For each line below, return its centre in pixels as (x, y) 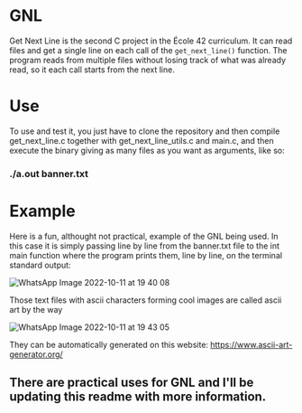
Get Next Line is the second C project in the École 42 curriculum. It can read (151, 41)
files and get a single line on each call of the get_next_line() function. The (148, 50)
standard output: (40, 265)
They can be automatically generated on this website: (109, 344)
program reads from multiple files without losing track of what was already (148, 60)
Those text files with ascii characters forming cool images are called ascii (146, 300)
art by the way (36, 309)
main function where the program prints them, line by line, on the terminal (146, 255)
